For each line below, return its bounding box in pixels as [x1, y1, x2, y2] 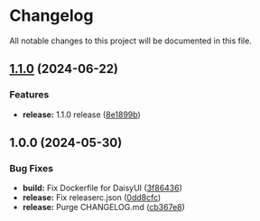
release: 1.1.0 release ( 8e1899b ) [22, 109, 142, 120]
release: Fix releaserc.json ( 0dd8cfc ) [22, 192, 162, 203]
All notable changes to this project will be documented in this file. [9, 35, 253, 46]
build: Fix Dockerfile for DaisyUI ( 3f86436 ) [22, 182, 183, 194]
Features [9, 88, 50, 101]
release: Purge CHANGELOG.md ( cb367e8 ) [22, 202, 185, 213]
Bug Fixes [9, 161, 54, 174]
